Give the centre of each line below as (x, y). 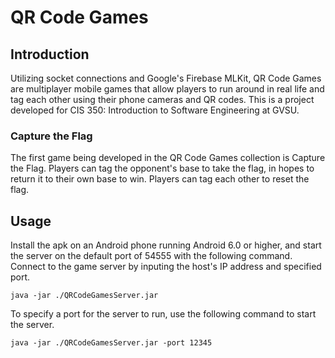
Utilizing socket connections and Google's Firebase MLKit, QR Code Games (166, 78)
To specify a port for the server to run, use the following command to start (163, 314)
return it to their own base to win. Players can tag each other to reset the (160, 179)
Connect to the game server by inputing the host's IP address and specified (166, 267)
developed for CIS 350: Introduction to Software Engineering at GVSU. (155, 110)
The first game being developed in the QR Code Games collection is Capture (168, 158)
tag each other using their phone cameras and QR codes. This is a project (162, 99)
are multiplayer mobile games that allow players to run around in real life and (167, 89)
